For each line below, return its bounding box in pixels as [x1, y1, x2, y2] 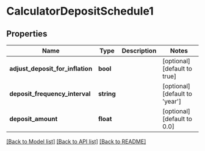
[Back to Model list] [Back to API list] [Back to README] [6, 138, 146, 145]
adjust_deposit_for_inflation [9, 65, 93, 72]
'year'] [162, 97, 182, 105]
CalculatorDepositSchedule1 [6, 4, 154, 18]
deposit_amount [9, 114, 58, 123]
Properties [6, 29, 48, 39]
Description [121, 47, 157, 55]
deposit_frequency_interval [9, 90, 91, 98]
